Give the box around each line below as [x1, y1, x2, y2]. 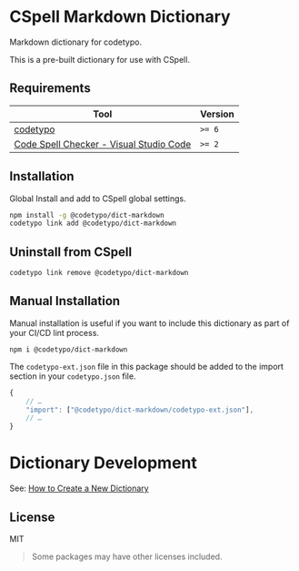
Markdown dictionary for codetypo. [9, 36, 143, 47]
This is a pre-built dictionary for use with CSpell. [9, 54, 191, 65]
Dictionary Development [9, 453, 197, 474]
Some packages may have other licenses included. [31, 551, 223, 562]
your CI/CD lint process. [9, 327, 100, 338]
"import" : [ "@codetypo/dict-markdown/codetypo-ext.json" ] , [25, 405, 254, 414]
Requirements [9, 80, 91, 97]
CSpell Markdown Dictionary [9, 6, 231, 27]
